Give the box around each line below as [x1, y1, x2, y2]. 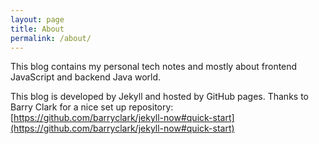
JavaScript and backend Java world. [10, 71, 162, 83]
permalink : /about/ [10, 33, 92, 43]
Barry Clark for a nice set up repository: [10, 101, 174, 113]
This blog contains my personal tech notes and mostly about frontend [10, 61, 298, 73]
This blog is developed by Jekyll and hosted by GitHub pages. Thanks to [10, 91, 309, 103]
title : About [10, 24, 65, 34]
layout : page [10, 14, 65, 25]
